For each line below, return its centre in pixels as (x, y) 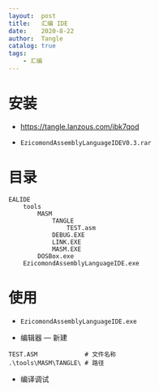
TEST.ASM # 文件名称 (62, 354)
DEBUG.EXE (68, 235)
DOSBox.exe (56, 256)
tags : (17, 53)
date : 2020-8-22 (41, 31)
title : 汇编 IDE (38, 23)
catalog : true (32, 46)
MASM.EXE (67, 249)
